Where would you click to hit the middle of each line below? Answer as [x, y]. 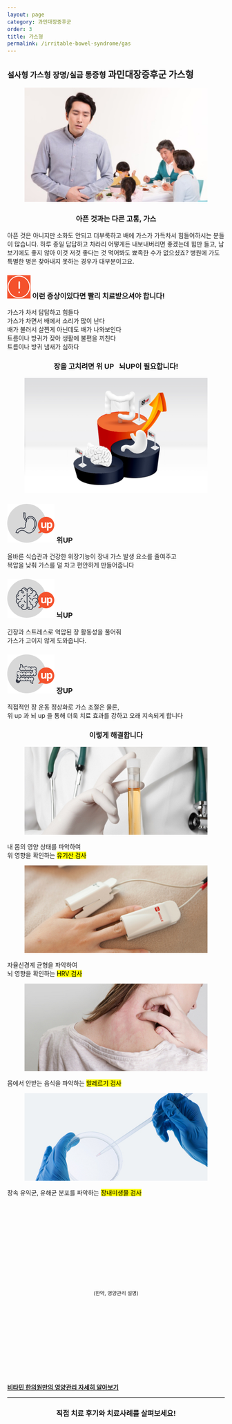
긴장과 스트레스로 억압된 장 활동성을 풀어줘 [65, 632]
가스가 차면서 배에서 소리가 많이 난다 [56, 320]
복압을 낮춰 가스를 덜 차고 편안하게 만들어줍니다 [71, 565]
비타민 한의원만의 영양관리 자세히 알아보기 [63, 1387]
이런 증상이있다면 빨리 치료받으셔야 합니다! [98, 295]
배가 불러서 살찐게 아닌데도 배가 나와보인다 [65, 329]
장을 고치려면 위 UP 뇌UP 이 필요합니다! [116, 366]
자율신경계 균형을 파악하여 [42, 965]
